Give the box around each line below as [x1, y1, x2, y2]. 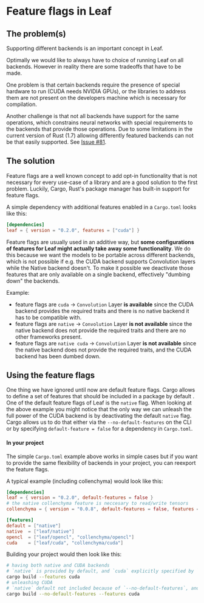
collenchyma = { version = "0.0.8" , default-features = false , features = [6, 506, 200, 512]
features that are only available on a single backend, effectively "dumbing [6, 270, 190, 278]
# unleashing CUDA [6, 580, 53, 586]
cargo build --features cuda [6, 574, 80, 580]
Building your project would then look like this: [6, 551, 122, 558]
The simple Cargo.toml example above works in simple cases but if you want [6, 453, 198, 460]
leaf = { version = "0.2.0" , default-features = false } [6, 495, 154, 501]
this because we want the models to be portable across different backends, [6, 251, 195, 258]
